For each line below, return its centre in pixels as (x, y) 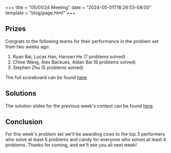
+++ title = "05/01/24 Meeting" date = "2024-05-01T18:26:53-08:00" (79, 7)
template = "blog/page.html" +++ (40, 13)
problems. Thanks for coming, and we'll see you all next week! (71, 145)
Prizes (16, 29)
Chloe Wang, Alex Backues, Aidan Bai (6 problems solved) (74, 62)
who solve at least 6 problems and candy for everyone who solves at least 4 (86, 140)
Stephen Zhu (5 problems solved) (48, 67)
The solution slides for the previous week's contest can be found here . (80, 106)
